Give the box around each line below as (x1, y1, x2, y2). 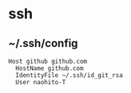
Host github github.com (8, 57, 88, 65)
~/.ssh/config (8, 37, 78, 50)
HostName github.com (15, 64, 84, 72)
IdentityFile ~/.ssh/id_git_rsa (15, 72, 124, 79)
